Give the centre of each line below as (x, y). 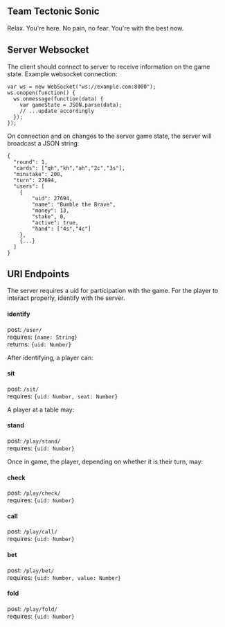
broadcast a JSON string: (43, 143)
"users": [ (29, 186)
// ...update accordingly (57, 111)
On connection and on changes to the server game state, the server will (109, 136)
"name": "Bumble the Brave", (74, 204)
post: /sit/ (23, 389)
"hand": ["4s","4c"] (62, 229)
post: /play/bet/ (31, 570)
